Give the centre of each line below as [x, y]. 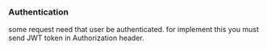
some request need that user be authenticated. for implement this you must [134, 30]
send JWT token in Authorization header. [77, 38]
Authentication [38, 12]
